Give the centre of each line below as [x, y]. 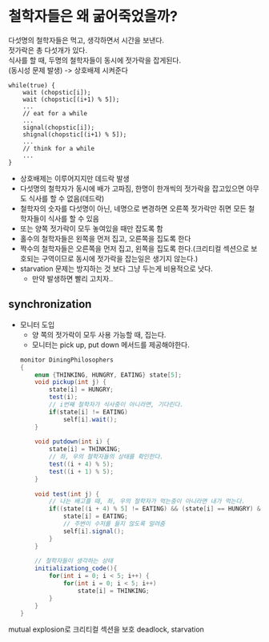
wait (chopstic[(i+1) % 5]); [71, 99]
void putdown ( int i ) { [72, 442]
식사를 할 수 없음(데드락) [66, 198]
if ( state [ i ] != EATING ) [88, 412]
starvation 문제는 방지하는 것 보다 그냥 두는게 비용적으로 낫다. [116, 269]
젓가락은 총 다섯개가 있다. [48, 50]
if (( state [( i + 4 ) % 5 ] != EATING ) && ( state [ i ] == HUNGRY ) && [157, 509]
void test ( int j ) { [67, 494]
